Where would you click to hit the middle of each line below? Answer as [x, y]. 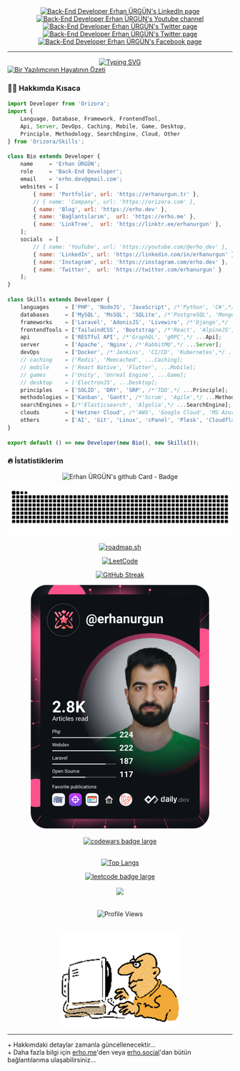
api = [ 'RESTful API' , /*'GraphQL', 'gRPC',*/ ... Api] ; [121, 337]
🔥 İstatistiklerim [35, 461]
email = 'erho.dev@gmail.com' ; [71, 179]
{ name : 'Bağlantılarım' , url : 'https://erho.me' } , [115, 217]
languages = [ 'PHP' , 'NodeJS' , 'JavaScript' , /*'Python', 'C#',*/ [127, 307]
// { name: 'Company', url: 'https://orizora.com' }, [115, 202]
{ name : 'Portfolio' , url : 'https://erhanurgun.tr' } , [116, 194]
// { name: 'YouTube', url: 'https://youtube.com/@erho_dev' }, [131, 247]
